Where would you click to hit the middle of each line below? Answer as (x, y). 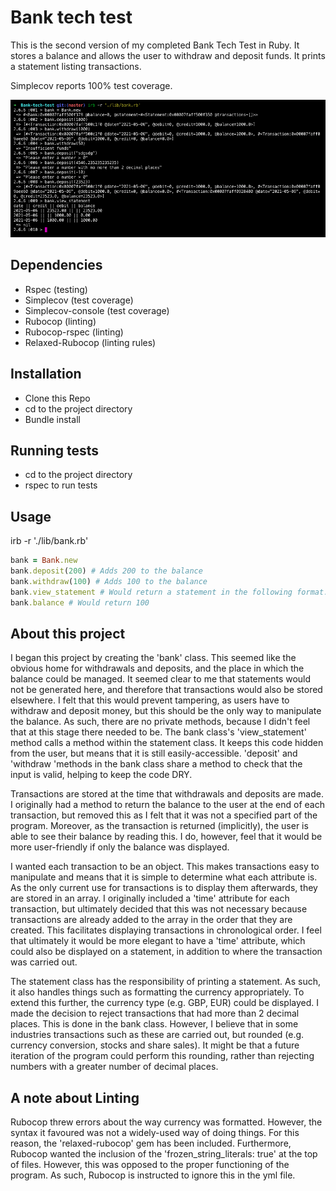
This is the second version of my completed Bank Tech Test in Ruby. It (155, 45)
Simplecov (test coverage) (79, 300)
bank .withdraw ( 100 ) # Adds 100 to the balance (109, 581)
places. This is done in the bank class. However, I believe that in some (154, 1024)
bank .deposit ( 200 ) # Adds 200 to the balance (106, 571)
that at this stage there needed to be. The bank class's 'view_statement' (158, 732)
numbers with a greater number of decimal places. (114, 1067)
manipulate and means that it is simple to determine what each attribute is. (164, 877)
